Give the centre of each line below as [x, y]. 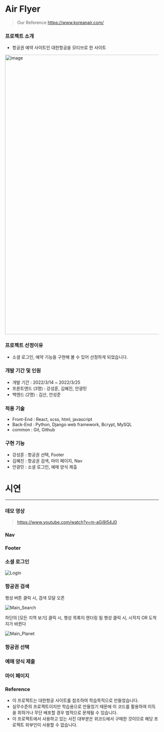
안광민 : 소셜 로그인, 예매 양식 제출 [44, 467]
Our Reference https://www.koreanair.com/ [60, 22]
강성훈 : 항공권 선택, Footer [38, 455]
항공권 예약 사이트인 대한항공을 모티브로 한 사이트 [59, 48]
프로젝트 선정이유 [24, 345]
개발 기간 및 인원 [23, 371]
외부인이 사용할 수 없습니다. [51, 725]
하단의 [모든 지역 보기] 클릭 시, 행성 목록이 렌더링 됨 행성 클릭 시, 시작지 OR [76, 618]
